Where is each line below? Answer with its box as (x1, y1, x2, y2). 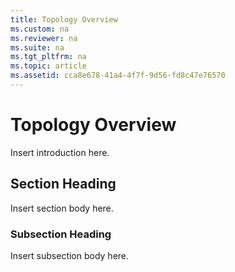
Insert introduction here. (10, 146, 110, 158)
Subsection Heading (10, 227, 112, 241)
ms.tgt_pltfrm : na (10, 52, 87, 62)
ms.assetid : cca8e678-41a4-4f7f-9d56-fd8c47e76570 (10, 71, 226, 81)
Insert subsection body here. (10, 249, 130, 261)
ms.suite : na (10, 42, 65, 53)
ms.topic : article (10, 61, 87, 71)
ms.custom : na (10, 24, 70, 34)
